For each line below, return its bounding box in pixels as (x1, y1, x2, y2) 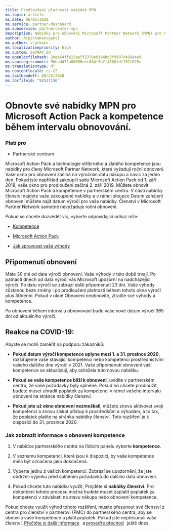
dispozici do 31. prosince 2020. (12, 419, 78, 425)
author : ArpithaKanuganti (5, 36, 60, 41)
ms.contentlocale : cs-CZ (5, 69, 58, 74)
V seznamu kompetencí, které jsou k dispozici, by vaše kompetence (12, 453, 154, 459)
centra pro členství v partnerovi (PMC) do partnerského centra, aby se (5, 509, 152, 515)
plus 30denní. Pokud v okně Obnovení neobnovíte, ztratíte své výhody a (5, 293, 156, 299)
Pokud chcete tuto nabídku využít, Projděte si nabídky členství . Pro (12, 483, 154, 489)
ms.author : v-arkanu (5, 40, 49, 46)
